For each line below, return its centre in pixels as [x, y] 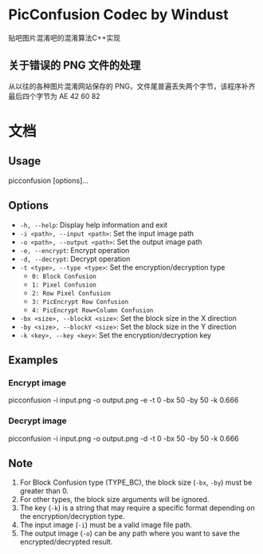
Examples [33, 360]
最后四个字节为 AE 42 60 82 [55, 96]
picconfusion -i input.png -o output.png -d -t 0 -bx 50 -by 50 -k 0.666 [124, 438]
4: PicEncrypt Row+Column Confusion [92, 310]
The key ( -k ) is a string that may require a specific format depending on [137, 508]
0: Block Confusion [64, 276]
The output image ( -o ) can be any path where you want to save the [130, 533]
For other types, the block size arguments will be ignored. [114, 500]
